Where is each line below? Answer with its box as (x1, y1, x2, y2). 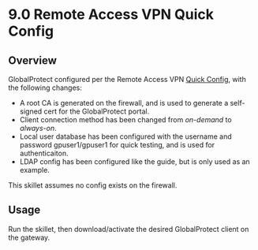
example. (19, 166, 50, 174)
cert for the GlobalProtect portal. (43, 106, 150, 116)
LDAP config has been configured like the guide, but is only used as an (19, 157, 250, 166)
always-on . (19, 124, 57, 132)
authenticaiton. (19, 148, 69, 158)
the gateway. (8, 233, 50, 242)
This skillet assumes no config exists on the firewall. (8, 181, 178, 190)
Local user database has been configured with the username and (19, 132, 232, 141)
